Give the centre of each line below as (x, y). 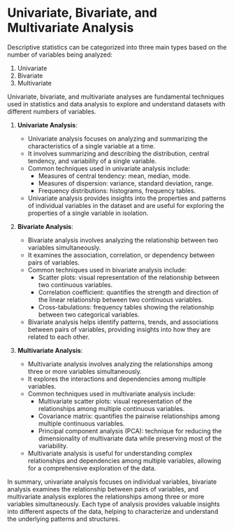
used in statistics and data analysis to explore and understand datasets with (116, 104)
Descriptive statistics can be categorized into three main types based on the (117, 47)
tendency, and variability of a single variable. (92, 161)
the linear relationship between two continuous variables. (121, 300)
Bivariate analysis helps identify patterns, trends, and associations (123, 322)
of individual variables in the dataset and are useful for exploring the (126, 205)
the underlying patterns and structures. (64, 519)
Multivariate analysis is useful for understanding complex (110, 453)
